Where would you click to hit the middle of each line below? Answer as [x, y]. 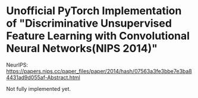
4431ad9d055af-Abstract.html [43, 77]
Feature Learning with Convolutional [98, 36]
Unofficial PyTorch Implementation [94, 11]
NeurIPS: [17, 65]
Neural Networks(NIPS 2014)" [82, 49]
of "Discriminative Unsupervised [89, 23]
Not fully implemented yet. [39, 89]
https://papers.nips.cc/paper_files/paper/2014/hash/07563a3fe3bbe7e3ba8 [99, 71]
